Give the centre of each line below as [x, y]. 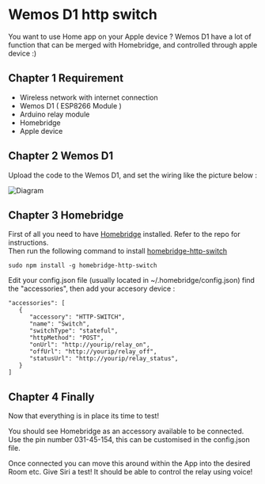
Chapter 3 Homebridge [66, 215]
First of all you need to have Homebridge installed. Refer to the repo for [124, 234]
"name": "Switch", [59, 324]
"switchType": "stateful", [74, 331]
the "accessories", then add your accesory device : [92, 289]
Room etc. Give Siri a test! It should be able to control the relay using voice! [131, 472]
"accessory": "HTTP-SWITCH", [77, 317]
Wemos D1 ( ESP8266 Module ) [71, 105]
